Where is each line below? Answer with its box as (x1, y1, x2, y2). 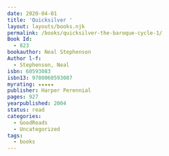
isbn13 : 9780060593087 (7, 74, 73, 81)
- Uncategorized (13, 126, 60, 133)
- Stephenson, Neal (13, 61, 70, 68)
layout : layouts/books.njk (7, 23, 85, 30)
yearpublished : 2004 (7, 100, 67, 107)
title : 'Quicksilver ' (7, 17, 73, 23)
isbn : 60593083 (7, 68, 51, 75)
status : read (7, 106, 45, 113)
